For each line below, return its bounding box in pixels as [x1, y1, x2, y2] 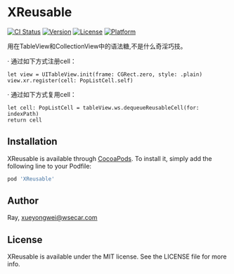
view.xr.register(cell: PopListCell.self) [7, 77, 134, 84]
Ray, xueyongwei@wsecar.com [7, 214, 98, 222]
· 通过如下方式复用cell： [7, 90, 77, 98]
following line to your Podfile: [7, 162, 92, 170]
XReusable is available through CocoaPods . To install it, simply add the [7, 154, 212, 162]
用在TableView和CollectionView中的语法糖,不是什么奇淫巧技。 [7, 41, 187, 50]
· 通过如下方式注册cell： [7, 57, 77, 65]
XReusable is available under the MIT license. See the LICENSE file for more [7, 252, 227, 261]
